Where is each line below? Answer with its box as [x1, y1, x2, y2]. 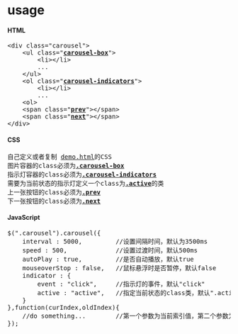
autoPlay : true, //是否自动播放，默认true [22, 255, 195, 263]
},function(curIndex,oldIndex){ [7, 304, 120, 311]
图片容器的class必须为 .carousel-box [7, 162, 125, 169]
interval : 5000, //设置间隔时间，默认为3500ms [22, 237, 208, 245]
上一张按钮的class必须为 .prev [7, 188, 101, 196]
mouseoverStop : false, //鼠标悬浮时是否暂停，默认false [22, 264, 217, 272]
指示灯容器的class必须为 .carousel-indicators [7, 170, 157, 179]
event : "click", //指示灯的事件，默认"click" [37, 279, 205, 288]
